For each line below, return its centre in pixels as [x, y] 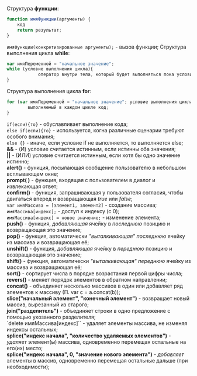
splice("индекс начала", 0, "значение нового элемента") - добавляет [95, 354]
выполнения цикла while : [38, 53]
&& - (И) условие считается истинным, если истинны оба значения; [91, 149]
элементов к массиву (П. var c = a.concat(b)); [63, 292]
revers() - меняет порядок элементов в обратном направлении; [87, 279]
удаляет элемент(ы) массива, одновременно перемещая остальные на [96, 341]
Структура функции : [33, 8]
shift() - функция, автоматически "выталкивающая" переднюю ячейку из [99, 261]
